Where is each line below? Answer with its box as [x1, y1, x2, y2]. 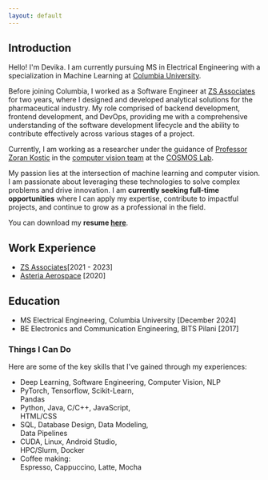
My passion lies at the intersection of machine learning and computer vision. [8, 169, 261, 178]
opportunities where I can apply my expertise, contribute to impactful [8, 194, 239, 204]
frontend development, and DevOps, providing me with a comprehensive [8, 112, 248, 122]
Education [8, 294, 61, 308]
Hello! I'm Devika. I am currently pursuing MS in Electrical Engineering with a [8, 62, 261, 72]
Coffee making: [19, 454, 71, 464]
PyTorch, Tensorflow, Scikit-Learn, [19, 386, 134, 396]
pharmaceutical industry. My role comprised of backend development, [8, 103, 241, 113]
